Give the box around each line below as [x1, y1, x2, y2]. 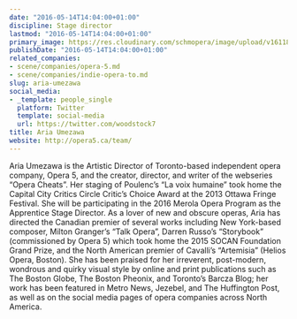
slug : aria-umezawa [9, 79, 81, 87]
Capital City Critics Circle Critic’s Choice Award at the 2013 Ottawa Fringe [9, 188, 277, 199]
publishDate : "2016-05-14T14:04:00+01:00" [9, 46, 168, 55]
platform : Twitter [17, 103, 86, 112]
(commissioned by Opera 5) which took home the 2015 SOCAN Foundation [9, 235, 281, 246]
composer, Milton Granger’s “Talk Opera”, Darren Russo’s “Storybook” [9, 226, 263, 237]
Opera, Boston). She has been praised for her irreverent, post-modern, [9, 254, 267, 265]
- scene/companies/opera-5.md [9, 63, 121, 72]
